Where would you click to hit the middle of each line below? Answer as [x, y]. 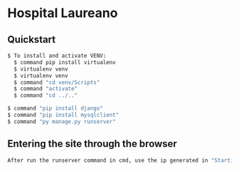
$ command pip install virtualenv [65, 62]
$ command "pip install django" [55, 108]
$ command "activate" [46, 89]
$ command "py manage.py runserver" [62, 121]
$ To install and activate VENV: [57, 56]
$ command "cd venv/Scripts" [57, 82]
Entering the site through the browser [92, 144]
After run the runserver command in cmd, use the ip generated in [108, 160]
